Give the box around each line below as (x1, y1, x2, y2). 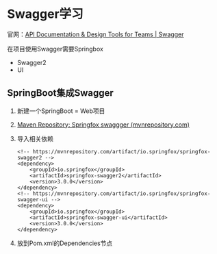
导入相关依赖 (16, 134, 53, 142)
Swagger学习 (7, 6, 84, 22)
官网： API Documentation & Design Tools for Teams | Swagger (7, 30, 184, 38)
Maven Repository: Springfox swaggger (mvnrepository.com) (16, 120, 190, 129)
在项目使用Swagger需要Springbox (7, 45, 104, 53)
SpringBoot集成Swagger (7, 87, 114, 99)
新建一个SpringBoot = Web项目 (16, 107, 105, 115)
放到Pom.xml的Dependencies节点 (16, 239, 113, 247)
